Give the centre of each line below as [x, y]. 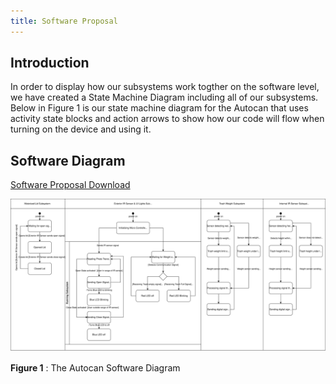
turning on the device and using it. [81, 129]
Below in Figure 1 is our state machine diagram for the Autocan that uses [159, 108]
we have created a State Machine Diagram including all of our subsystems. [164, 97]
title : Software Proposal [64, 21]
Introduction [50, 63]
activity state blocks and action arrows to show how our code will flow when [167, 119]
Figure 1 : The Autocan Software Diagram [95, 368]
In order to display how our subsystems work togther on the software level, [165, 87]
